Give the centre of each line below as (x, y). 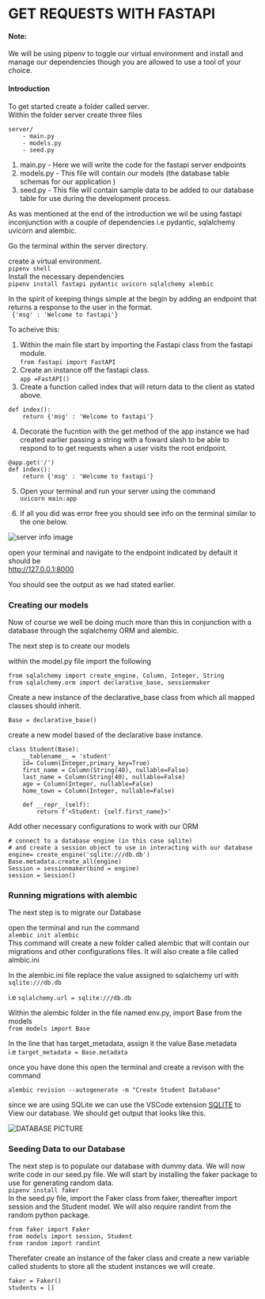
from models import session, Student (70, 1237)
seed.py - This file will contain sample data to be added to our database (137, 190)
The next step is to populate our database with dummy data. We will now (127, 1166)
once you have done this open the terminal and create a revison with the (126, 1067)
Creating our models (48, 604)
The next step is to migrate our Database (75, 913)
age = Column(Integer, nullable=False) (88, 784)
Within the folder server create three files (75, 115)
